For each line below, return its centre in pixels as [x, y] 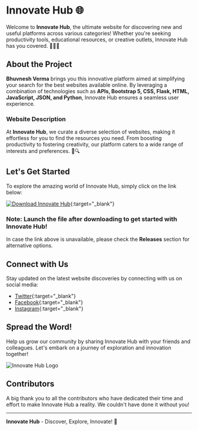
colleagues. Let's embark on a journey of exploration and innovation [89, 347]
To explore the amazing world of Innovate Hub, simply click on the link [91, 186]
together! [17, 354]
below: [14, 192]
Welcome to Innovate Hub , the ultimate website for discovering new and [94, 27]
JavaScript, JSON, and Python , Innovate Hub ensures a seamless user [93, 97]
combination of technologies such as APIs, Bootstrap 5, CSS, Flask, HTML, [98, 91]
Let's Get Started [38, 172]
